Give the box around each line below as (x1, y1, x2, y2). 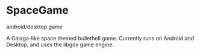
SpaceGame (6, 4, 69, 17)
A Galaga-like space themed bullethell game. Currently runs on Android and (6, 34, 195, 42)
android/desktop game (6, 23, 63, 30)
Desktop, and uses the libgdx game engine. (6, 41, 114, 48)
